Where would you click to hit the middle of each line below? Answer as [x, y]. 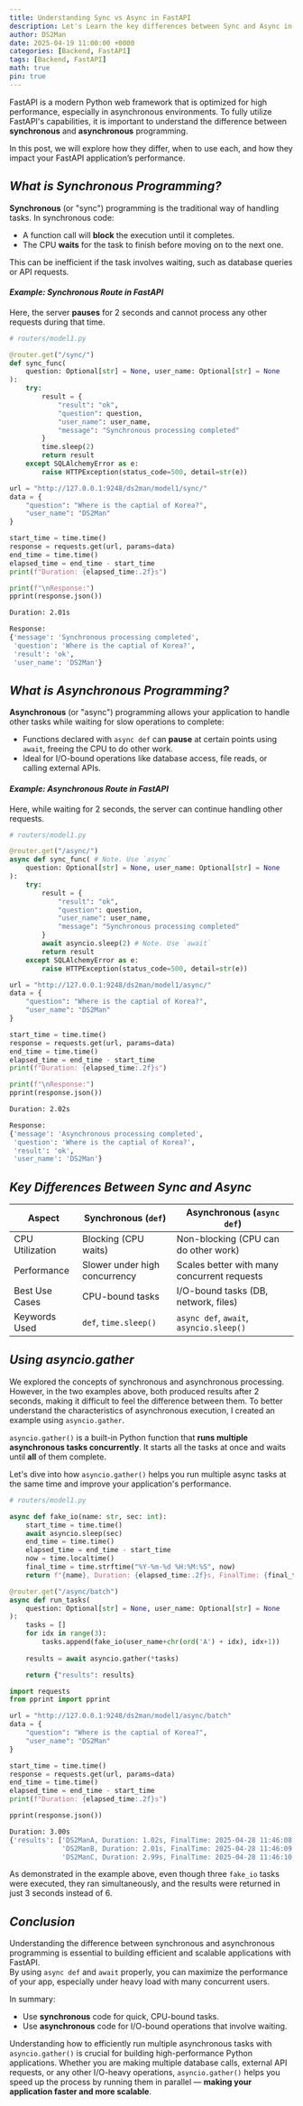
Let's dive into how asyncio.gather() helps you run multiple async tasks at [148, 1474]
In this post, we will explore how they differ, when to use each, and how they [151, 148]
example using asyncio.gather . [67, 1420]
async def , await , [213, 1318]
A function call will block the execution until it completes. [129, 235]
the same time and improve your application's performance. [120, 1484]
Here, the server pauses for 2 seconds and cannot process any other [138, 312]
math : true [30, 69]
